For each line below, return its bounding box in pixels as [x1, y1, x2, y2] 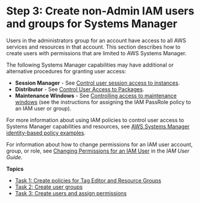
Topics [6, 165, 24, 172]
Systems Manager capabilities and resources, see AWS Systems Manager [6, 123, 190, 130]
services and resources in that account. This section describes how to [6, 43, 181, 50]
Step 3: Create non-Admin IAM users [6, 4, 195, 18]
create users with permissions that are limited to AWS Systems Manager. [6, 49, 187, 56]
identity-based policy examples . [6, 129, 86, 136]
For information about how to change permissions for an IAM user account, [6, 141, 193, 148]
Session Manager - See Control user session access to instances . [14, 79, 180, 86]
